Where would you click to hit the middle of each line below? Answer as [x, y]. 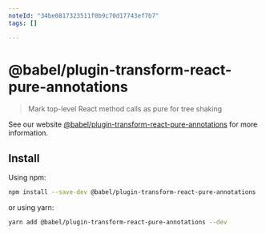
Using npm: [27, 178]
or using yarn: [31, 208]
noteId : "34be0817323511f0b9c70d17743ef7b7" [84, 16]
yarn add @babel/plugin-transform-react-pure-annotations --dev [118, 222]
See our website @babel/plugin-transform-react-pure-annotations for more [133, 124]
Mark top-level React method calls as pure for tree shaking [125, 109]
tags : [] [23, 23]
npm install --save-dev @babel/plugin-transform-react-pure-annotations [132, 192]
